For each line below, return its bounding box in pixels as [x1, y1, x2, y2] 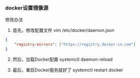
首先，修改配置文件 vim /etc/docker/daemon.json [12, 27, 114, 33]
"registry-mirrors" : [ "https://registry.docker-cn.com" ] [14, 42, 136, 47]
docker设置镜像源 [5, 4, 49, 11]
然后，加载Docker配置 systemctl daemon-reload [12, 56, 113, 62]
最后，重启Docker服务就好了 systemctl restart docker [12, 66, 123, 73]
